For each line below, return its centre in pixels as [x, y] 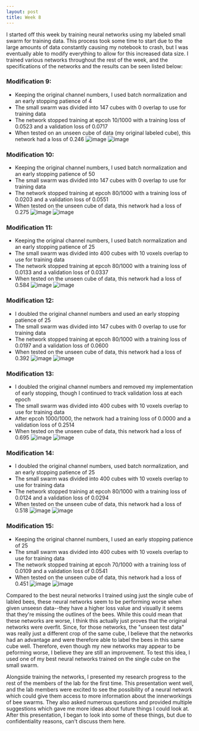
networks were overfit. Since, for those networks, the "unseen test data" [95, 627]
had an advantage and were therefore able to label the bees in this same [95, 639]
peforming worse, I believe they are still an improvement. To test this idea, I [98, 652]
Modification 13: [30, 373]
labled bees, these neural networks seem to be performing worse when [94, 601]
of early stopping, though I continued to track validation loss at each [99, 393]
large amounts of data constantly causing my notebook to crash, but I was [97, 47]
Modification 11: [29, 228]
